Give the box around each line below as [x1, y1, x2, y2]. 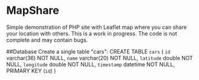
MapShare [6, 4, 59, 17]
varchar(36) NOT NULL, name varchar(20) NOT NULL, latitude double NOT [6, 54, 194, 61]
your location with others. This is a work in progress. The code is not [6, 29, 177, 37]
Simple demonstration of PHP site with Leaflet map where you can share [6, 23, 187, 31]
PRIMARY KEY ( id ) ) [6, 67, 56, 74]
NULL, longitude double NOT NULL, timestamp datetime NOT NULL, [6, 61, 175, 68]
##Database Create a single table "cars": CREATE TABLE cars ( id [6, 48, 171, 55]
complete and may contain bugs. [6, 36, 88, 43]
